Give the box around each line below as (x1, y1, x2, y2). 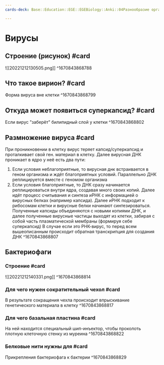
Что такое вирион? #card (5, 79, 85, 88)
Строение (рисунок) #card (5, 52, 90, 60)
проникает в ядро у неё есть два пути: (5, 157, 86, 163)
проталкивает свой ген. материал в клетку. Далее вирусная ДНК (5, 152, 142, 158)
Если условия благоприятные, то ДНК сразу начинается (12, 182, 130, 188)
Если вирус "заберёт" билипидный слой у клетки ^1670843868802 (5, 119, 144, 125)
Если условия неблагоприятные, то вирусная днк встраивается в (12, 166, 149, 172)
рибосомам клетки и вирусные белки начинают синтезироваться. (12, 203, 151, 208)
